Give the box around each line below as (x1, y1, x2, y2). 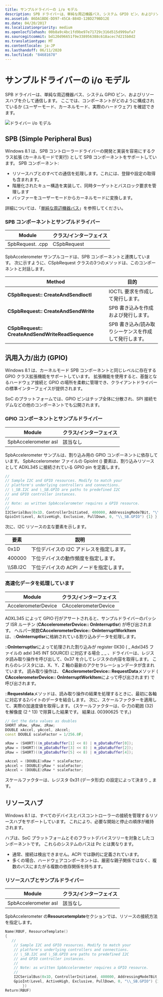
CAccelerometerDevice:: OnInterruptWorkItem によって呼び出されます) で (5, 674, 155, 680)
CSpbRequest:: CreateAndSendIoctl (7, 292, 92, 298)
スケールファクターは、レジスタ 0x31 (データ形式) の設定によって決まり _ (5, 777, 151, 783)
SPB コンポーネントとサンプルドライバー (5, 219, 100, 225)
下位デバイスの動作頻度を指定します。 (31, 555, 118, 562)
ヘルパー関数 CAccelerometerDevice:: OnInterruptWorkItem (14, 627, 136, 633)
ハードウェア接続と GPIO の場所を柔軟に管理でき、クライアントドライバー (9, 379, 158, 385)
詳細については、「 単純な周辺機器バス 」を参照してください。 (5, 205, 126, 211)
